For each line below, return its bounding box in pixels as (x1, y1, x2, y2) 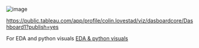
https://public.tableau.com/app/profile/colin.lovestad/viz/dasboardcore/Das (6, 17, 194, 24)
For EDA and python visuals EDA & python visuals (6, 35, 128, 41)
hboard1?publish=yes (6, 24, 59, 30)
